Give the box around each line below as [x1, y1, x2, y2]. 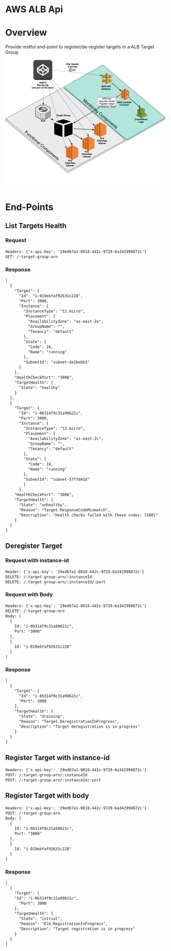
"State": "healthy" [18, 385, 60, 390]
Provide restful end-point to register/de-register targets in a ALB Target [5, 44, 154, 50]
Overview [5, 27, 47, 39]
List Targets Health [5, 222, 67, 230]
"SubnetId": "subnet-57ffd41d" [23, 477, 90, 482]
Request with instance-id [5, 557, 69, 564]
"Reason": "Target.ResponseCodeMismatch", [18, 507, 110, 513]
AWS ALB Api [5, 4, 63, 15]
